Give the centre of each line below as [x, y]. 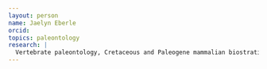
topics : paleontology [44, 38]
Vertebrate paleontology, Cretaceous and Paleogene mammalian [120, 52]
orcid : [19, 30]
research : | [28, 45]
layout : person [33, 15]
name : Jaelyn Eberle [43, 23]
